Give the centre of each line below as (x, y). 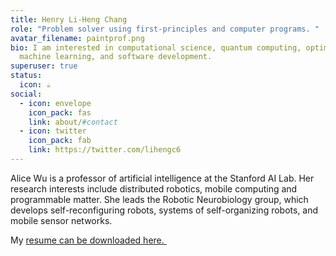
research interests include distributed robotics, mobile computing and (154, 188)
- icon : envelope (55, 103)
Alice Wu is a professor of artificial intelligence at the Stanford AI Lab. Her (162, 178)
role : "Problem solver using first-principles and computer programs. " (165, 29)
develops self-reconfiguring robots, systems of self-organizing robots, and (164, 210)
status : (26, 76)
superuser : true (44, 66)
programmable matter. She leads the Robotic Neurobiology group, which (159, 199)
